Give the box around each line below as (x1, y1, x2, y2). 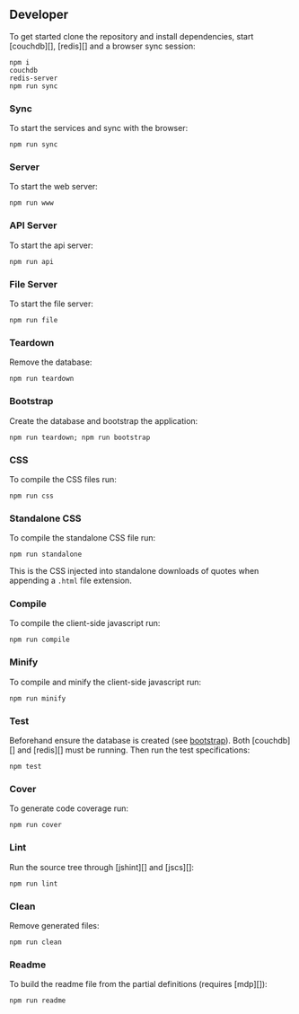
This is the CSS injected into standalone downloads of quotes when (9, 566, 259, 577)
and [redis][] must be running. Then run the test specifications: (17, 745, 251, 755)
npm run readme (9, 996, 66, 1005)
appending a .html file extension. (9, 575, 132, 586)
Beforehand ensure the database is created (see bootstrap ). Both (9, 736, 251, 746)
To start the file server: (9, 298, 94, 309)
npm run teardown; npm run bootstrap (9, 433, 151, 442)
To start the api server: (9, 240, 94, 251)
